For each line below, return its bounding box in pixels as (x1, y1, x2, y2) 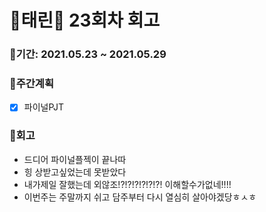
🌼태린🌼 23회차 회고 (9, 9, 161, 32)
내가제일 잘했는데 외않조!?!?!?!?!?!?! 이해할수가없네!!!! (23, 178, 232, 190)
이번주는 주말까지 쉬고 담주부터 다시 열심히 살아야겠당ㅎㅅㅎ (23, 191, 257, 203)
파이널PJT (23, 101, 65, 113)
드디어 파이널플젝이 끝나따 (23, 153, 127, 165)
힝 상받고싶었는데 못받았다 (23, 166, 127, 178)
